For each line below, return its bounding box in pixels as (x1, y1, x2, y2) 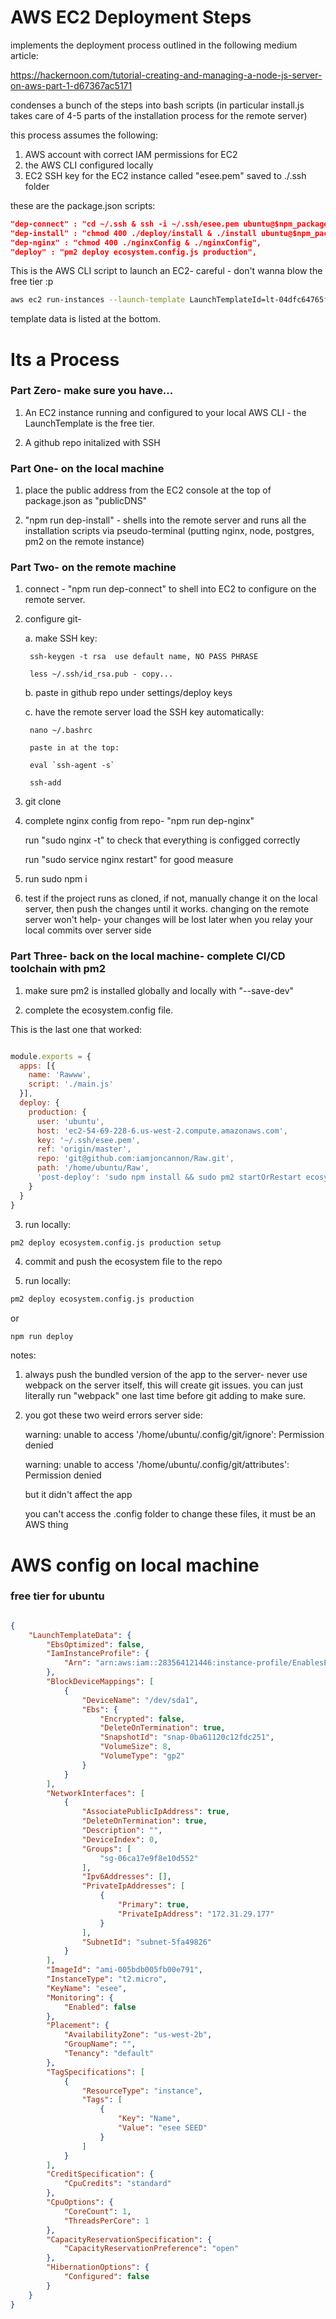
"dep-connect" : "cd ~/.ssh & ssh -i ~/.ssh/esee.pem (10, 219, 240, 229)
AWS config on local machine (10, 1554, 260, 1576)
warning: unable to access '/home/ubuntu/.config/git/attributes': (24, 1459, 290, 1471)
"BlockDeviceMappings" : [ (46, 1677, 155, 1687)
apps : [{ (19, 1061, 56, 1071)
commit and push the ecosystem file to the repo (24, 1256, 223, 1268)
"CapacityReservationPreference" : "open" (63, 2244, 240, 2254)
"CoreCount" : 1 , (63, 2206, 132, 2216)
